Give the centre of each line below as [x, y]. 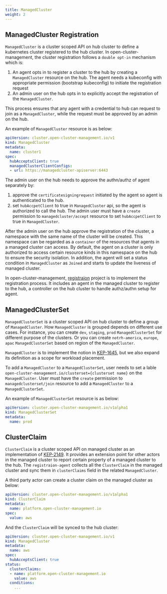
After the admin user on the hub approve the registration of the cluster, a [80, 231]
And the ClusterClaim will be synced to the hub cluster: [62, 527]
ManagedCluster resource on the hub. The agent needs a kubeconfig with [87, 77]
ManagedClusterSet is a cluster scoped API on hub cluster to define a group [82, 322]
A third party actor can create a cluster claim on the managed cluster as [79, 480]
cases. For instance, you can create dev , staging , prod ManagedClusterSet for [83, 332]
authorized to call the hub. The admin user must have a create [76, 211]
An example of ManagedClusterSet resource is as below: [62, 399]
